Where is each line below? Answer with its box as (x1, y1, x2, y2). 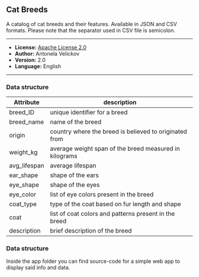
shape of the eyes (50, 181, 100, 189)
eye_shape (9, 181, 40, 189)
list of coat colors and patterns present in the (50, 210, 175, 218)
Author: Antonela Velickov (14, 50, 80, 57)
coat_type (9, 200, 37, 208)
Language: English (14, 62, 61, 70)
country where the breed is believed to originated (50, 127, 188, 136)
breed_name (9, 118, 44, 126)
